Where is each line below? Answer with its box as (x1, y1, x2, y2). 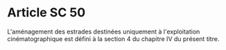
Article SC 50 (7, 5, 86, 21)
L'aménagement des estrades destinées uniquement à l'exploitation (7, 27, 200, 36)
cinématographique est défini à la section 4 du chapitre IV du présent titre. (7, 34, 220, 42)
